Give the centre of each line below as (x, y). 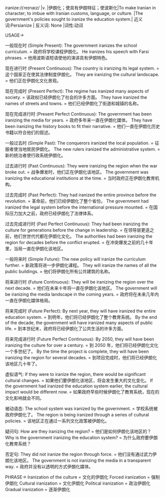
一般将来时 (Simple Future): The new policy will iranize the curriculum (76, 259)
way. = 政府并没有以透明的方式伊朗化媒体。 (49, 467)
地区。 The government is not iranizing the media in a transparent (84, 460)
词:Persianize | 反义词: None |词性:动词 (44, 25)
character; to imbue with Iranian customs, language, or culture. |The (74, 13)
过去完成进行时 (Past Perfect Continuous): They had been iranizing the (77, 224)
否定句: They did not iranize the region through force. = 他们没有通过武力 (79, 454)
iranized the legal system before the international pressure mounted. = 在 (79, 207)
